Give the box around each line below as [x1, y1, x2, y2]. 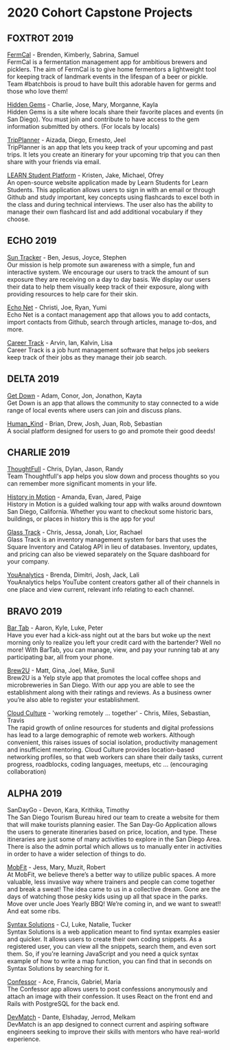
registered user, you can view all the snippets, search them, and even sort [7, 943, 216, 951]
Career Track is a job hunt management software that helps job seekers [7, 346, 209, 354]
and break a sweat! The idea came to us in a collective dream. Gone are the [7, 885, 221, 894]
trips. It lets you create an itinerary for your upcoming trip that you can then [7, 150, 220, 158]
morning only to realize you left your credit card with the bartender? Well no [7, 639, 221, 647]
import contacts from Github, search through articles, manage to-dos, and [7, 318, 217, 326]
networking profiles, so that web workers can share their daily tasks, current [7, 753, 223, 761]
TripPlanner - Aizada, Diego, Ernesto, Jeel [7, 136, 126, 144]
